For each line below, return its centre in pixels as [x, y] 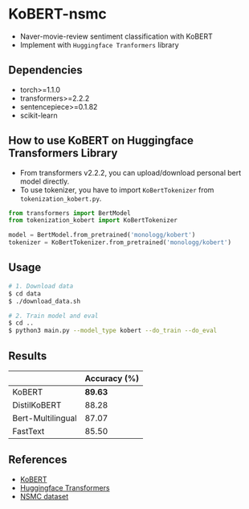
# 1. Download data [41, 286]
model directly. [45, 181]
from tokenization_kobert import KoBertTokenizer [93, 221]
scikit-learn [39, 115]
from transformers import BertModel [69, 213]
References [38, 460]
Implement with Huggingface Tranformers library [99, 44]
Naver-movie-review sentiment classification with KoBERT [116, 36]
